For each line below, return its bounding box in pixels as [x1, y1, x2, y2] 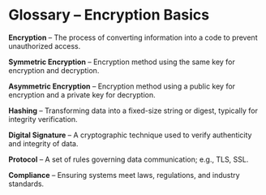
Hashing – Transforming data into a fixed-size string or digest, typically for [8, 106, 258, 115]
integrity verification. [8, 114, 79, 123]
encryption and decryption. [8, 65, 100, 75]
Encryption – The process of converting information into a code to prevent [8, 32, 258, 42]
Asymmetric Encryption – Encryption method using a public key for [8, 81, 236, 91]
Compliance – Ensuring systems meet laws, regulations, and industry [8, 170, 241, 180]
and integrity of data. [8, 138, 79, 148]
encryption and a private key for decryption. [8, 89, 156, 99]
